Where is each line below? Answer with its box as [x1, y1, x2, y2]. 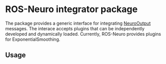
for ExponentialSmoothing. [5, 36, 60, 42]
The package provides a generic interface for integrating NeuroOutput [5, 20, 151, 26]
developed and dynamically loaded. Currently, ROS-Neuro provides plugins [5, 31, 161, 37]
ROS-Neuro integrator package [5, 4, 138, 15]
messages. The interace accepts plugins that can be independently [5, 25, 145, 31]
